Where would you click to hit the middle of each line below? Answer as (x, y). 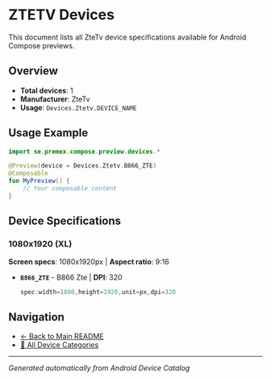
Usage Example (48, 133)
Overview (33, 71)
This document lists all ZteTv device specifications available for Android (127, 37)
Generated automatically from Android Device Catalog (99, 368)
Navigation (36, 317)
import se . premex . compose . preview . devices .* (84, 151)
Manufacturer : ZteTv (55, 99)
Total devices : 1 (47, 90)
